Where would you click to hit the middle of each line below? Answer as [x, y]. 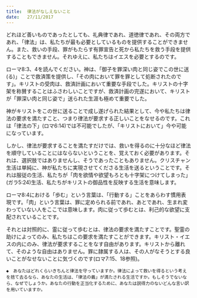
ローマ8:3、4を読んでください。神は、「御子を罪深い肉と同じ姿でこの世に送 [98, 69]
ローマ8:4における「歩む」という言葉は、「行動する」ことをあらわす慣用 [94, 195]
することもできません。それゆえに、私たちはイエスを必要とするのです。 [93, 56]
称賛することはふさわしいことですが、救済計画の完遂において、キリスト [103, 91]
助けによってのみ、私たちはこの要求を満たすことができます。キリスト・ [93, 236]
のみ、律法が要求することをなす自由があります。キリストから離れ [106, 244]
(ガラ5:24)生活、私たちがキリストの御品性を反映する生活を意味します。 [93, 182]
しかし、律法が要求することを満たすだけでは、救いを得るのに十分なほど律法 [98, 145]
